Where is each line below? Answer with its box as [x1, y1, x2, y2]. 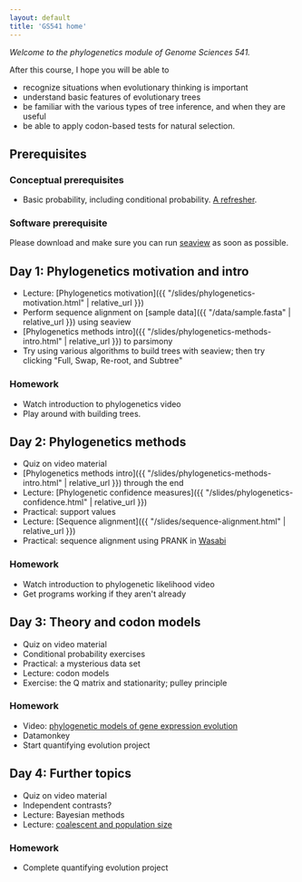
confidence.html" [22, 497, 88, 508]
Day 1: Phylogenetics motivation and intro [9, 264, 249, 279]
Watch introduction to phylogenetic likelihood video [22, 578, 215, 589]
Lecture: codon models [22, 667, 110, 678]
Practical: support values [22, 507, 116, 518]
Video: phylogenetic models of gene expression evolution [22, 720, 239, 731]
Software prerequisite [9, 217, 108, 229]
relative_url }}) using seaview [22, 316, 132, 327]
